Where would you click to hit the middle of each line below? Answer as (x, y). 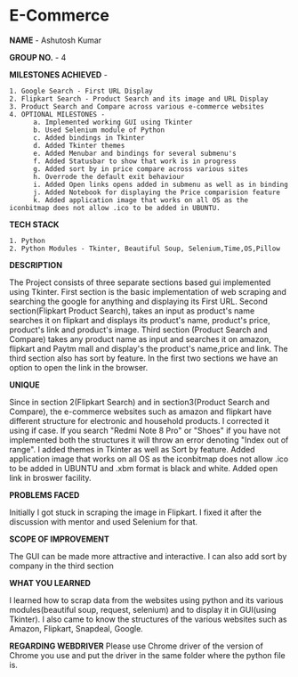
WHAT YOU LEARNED (50, 583)
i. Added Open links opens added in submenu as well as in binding (161, 184)
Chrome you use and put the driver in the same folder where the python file (148, 655)
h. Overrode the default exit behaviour (109, 176)
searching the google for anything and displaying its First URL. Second (139, 301)
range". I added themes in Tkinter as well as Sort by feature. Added (132, 449)
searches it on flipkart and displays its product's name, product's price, (140, 320)
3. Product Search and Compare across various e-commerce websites (137, 106)
